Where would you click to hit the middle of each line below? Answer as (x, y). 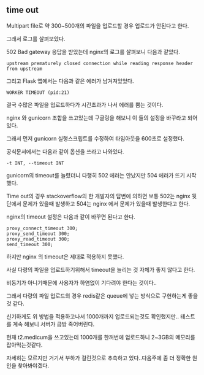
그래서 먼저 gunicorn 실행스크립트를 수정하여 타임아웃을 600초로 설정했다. (96, 138)
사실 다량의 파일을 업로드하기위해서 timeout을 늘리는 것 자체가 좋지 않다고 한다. (101, 269)
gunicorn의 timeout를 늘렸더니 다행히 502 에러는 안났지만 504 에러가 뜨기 (96, 175)
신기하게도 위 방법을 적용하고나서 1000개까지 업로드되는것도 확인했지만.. (93, 316)
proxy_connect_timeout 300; (42, 228)
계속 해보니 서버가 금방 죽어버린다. (54, 324)
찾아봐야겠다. (33, 365)
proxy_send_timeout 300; (38, 234)
